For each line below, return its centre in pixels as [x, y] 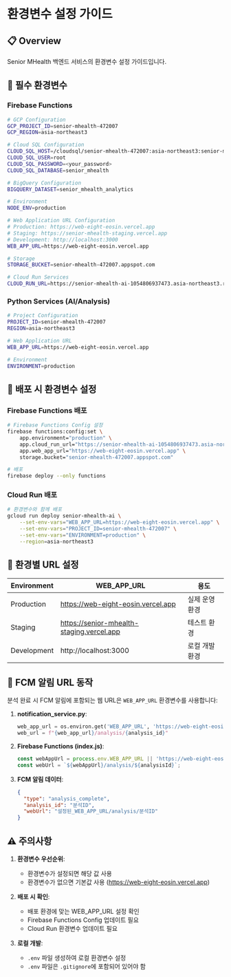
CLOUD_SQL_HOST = [30, 151]
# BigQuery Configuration [44, 183]
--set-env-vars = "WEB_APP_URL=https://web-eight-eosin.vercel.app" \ [120, 523]
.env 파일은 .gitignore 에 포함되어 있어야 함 [87, 967]
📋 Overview [34, 41]
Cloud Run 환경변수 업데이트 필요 [73, 929]
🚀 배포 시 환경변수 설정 [52, 389]
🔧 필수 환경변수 [37, 86]
